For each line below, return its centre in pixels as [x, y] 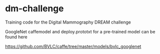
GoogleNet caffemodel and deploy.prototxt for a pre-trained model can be [80, 31]
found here [16, 37]
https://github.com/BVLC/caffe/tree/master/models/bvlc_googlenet [73, 46]
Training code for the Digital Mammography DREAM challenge [68, 22]
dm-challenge [34, 9]
